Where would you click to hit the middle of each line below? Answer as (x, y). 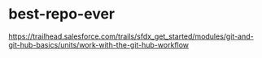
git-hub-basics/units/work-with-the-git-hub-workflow (99, 44)
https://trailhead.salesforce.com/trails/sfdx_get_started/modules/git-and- (131, 36)
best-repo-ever (62, 14)
